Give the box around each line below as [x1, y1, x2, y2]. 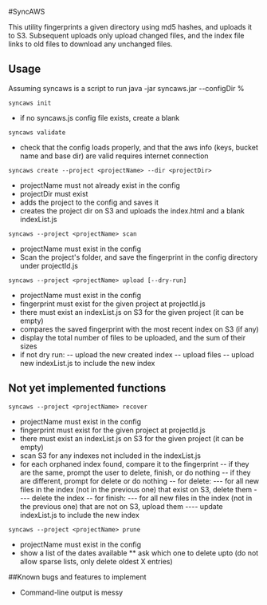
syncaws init [8, 99, 52, 107]
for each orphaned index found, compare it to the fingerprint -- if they [19, 459, 249, 468]
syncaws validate [8, 128, 66, 137]
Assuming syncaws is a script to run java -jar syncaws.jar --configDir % [8, 83, 245, 93]
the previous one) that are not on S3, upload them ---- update [19, 501, 223, 511]
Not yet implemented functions [8, 381, 167, 395]
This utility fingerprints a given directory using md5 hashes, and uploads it [8, 22, 253, 31]
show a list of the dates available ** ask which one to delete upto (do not [19, 547, 259, 558]
